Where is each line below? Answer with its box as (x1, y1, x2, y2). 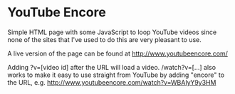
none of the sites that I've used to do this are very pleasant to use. (7, 35, 202, 43)
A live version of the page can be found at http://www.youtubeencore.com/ (7, 49, 228, 58)
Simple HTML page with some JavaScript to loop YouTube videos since (7, 28, 217, 36)
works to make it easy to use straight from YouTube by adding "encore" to (7, 70, 225, 79)
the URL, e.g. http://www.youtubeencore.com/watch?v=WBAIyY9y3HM (7, 78, 216, 86)
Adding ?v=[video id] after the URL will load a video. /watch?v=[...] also (7, 63, 216, 71)
